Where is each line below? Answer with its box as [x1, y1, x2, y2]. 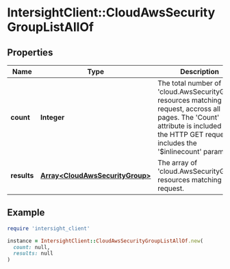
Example [7, 207, 45, 218]
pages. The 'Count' [157, 113, 220, 122]
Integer [40, 113, 65, 122]
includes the [157, 138, 197, 148]
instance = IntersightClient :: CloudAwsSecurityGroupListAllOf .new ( [7, 238, 204, 244]
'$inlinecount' [157, 147, 202, 156]
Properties [7, 47, 53, 58]
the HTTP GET [157, 130, 204, 139]
